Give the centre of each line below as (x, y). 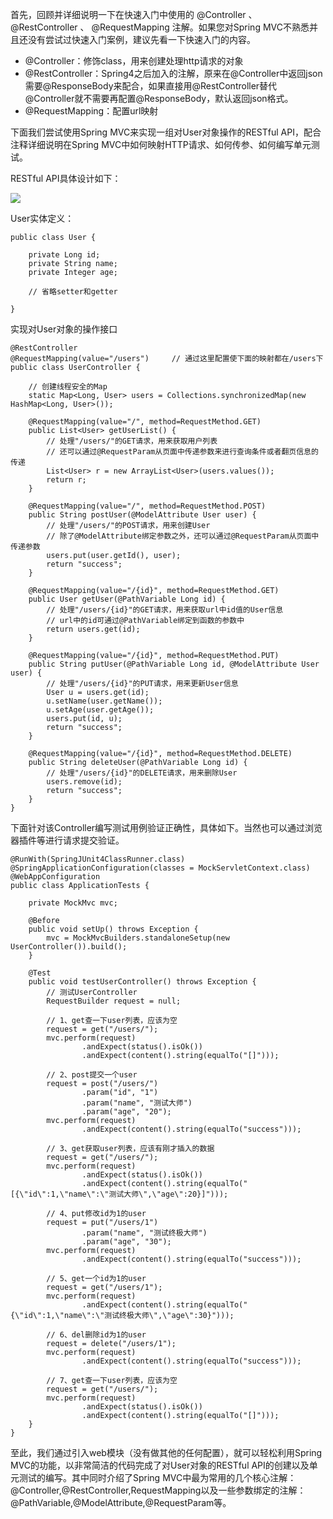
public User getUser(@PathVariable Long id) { (127, 599)
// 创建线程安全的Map (68, 387)
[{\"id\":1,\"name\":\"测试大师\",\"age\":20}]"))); (119, 1194)
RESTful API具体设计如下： (66, 178)
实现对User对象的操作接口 (64, 329)
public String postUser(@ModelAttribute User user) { (142, 515)
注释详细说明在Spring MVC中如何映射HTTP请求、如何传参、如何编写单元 (161, 144)
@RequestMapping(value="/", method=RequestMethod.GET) (145, 422)
